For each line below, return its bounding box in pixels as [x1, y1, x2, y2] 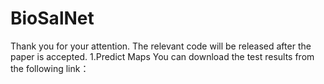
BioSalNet [10, 7, 95, 30]
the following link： [10, 62, 90, 74]
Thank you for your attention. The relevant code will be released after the [10, 40, 312, 52]
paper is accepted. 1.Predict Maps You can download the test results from [10, 50, 315, 62]
